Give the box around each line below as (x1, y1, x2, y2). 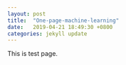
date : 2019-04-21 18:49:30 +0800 (7, 23, 113, 30)
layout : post (7, 10, 46, 18)
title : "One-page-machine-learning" (7, 17, 120, 24)
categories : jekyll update (7, 30, 88, 37)
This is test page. (7, 49, 58, 58)
